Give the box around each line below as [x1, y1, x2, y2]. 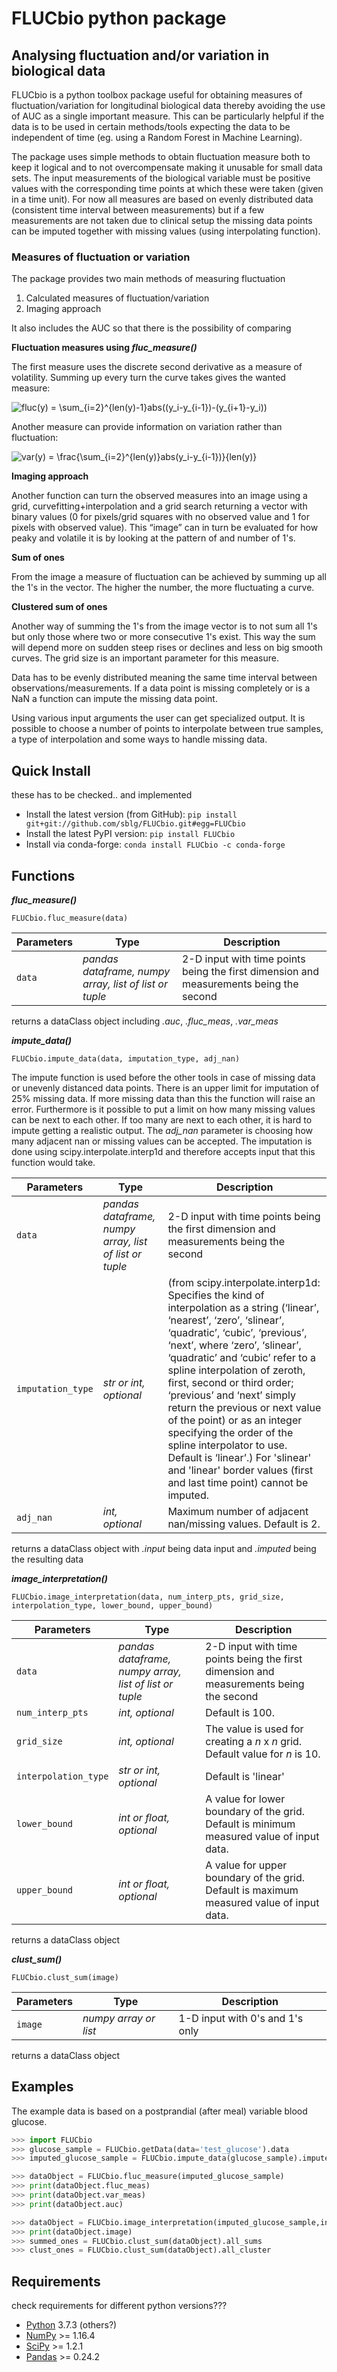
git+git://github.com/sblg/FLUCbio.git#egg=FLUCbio [25, 819, 246, 829]
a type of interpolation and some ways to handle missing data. [11, 733, 268, 746]
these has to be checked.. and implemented [11, 789, 193, 801]
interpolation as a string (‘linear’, [167, 1300, 320, 1314]
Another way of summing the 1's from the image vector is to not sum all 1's [11, 620, 318, 632]
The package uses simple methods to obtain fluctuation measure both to [11, 151, 311, 162]
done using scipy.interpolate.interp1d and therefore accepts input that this [11, 1145, 316, 1157]
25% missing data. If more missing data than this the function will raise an [11, 1092, 316, 1104]
